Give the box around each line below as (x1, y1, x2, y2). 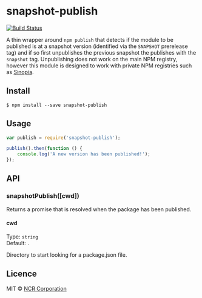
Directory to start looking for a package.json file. (6, 251, 127, 259)
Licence (6, 269, 38, 279)
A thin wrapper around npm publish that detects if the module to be (6, 36, 174, 43)
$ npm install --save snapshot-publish (6, 102, 107, 108)
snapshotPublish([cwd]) (6, 192, 80, 200)
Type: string (6, 232, 38, 240)
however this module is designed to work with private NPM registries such (6, 62, 192, 69)
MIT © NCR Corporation (6, 285, 67, 292)
